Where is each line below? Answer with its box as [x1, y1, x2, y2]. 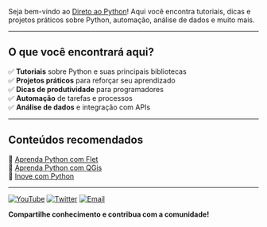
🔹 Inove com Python [8, 171, 75, 181]
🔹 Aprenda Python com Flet [8, 154, 99, 164]
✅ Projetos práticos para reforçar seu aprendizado [8, 75, 176, 85]
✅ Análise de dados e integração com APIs [8, 102, 151, 112]
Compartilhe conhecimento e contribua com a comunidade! [8, 210, 210, 219]
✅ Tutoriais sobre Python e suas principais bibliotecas [8, 67, 187, 76]
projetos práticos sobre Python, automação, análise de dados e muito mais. [8, 15, 255, 25]
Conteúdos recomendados [8, 133, 144, 147]
